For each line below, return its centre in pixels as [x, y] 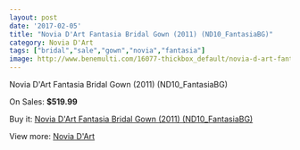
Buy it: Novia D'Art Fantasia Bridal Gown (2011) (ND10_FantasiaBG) [131, 119]
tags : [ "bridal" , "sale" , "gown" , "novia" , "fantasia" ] [107, 51]
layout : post [33, 17]
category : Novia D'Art [51, 42]
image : [21, 59]
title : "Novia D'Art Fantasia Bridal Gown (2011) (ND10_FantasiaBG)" [142, 34]
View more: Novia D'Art [52, 136]
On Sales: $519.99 [43, 102]
